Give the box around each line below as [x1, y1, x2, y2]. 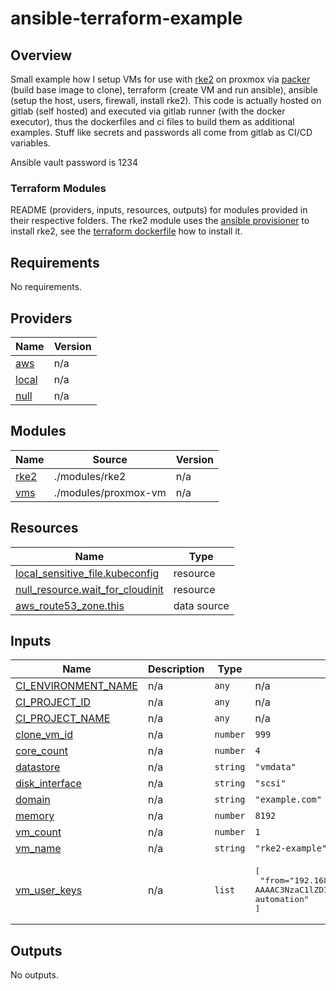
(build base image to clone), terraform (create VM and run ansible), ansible [10, 84, 318, 96]
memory [15, 809, 55, 823]
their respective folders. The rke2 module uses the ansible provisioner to [10, 215, 310, 227]
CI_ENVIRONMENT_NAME [15, 679, 138, 693]
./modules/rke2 [53, 469, 127, 483]
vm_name [15, 842, 62, 856]
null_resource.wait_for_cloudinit [15, 582, 164, 596]
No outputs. [10, 969, 59, 981]
